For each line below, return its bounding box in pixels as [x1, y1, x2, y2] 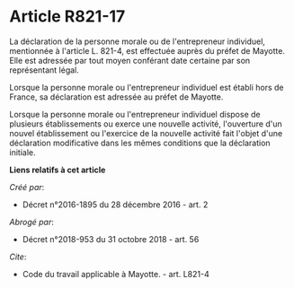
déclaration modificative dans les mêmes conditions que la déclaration [9, 137, 272, 148]
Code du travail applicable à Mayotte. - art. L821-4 [22, 268, 209, 279]
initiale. [9, 146, 36, 158]
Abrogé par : [9, 216, 54, 227]
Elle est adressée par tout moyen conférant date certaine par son [9, 55, 251, 65]
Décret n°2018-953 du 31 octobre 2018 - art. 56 [22, 233, 200, 244]
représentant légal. [9, 65, 79, 75]
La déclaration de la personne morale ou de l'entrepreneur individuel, [9, 36, 265, 47]
